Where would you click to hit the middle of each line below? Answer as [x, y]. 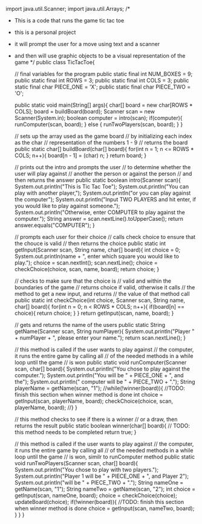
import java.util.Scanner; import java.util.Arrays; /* [68, 9]
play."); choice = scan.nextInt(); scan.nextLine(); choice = [86, 263]
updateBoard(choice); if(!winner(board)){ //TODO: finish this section [99, 502]
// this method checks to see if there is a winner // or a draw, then [96, 419]
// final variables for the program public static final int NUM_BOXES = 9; [103, 74]
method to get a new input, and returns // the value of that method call [102, 294]
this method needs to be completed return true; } [75, 432]
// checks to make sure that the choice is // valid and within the [93, 281]
